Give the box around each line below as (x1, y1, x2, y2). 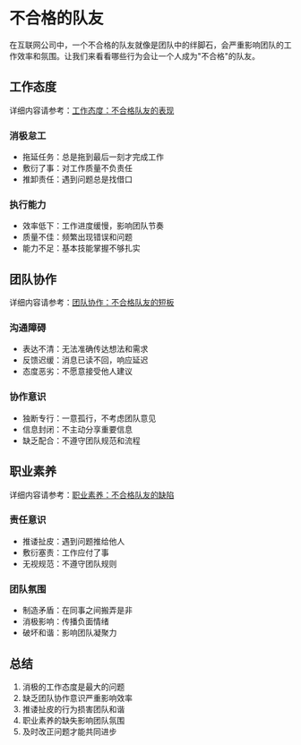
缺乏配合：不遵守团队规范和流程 (21, 435, 141, 446)
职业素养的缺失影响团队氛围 (21, 715, 125, 725)
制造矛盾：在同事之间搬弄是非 (21, 605, 133, 616)
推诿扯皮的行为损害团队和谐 (21, 704, 125, 715)
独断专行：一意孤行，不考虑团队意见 (21, 413, 157, 424)
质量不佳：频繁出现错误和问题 (21, 232, 133, 243)
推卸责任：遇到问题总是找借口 (21, 174, 133, 184)
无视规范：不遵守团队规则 (21, 558, 117, 569)
